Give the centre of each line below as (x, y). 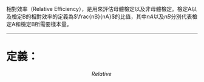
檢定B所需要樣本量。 (46, 24)
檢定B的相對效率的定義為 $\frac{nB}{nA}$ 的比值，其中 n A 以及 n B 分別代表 (102, 16)
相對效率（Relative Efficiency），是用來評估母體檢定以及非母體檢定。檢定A (99, 9)
